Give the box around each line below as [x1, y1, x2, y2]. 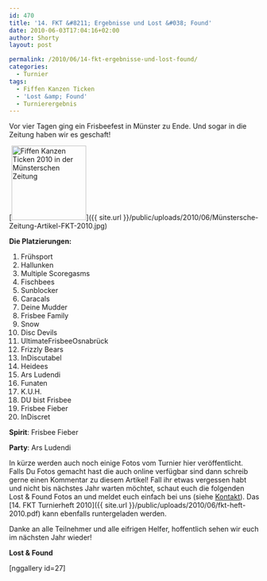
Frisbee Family [20, 311, 69, 321]
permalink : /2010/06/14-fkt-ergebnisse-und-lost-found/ [9, 56, 198, 63]
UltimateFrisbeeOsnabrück [20, 337, 109, 346]
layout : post [9, 41, 52, 49]
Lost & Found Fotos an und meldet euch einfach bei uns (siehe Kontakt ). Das [9, 492, 260, 502]
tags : [9, 77, 27, 86]
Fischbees [20, 277, 55, 287]
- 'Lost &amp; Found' [16, 92, 88, 100]
